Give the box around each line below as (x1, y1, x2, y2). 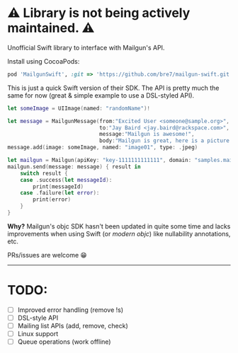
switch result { (20, 170, 69, 177)
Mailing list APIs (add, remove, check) (17, 322, 129, 330)
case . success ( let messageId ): (20, 176, 113, 183)
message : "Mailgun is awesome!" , (98, 131, 195, 138)
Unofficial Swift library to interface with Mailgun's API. (7, 43, 165, 52)
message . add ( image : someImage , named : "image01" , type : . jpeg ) (7, 144, 198, 151)
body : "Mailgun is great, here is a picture (98, 137, 230, 144)
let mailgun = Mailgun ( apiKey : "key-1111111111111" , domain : (7, 157, 192, 164)
